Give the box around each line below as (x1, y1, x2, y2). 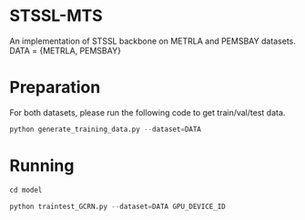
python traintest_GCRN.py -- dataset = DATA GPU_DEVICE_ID (9, 202, 226, 211)
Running (9, 155, 75, 175)
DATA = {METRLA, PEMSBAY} (9, 45, 121, 55)
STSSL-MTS (9, 5, 103, 26)
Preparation (9, 77, 101, 98)
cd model (9, 185, 43, 195)
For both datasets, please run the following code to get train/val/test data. (9, 106, 286, 118)
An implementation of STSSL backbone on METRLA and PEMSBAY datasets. (9, 35, 296, 46)
